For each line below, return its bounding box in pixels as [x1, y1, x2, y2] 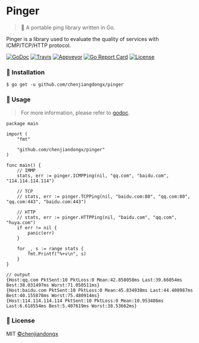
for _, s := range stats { [17, 245, 84, 251]
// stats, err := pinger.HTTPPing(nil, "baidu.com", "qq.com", [17, 214, 178, 220]
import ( [6, 131, 28, 137]
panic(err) [27, 230, 55, 236]
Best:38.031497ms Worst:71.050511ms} [6, 282, 100, 288]
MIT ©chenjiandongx [6, 330, 58, 337]
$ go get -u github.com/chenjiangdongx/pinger [6, 82, 124, 88]
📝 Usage [6, 95, 31, 104]
